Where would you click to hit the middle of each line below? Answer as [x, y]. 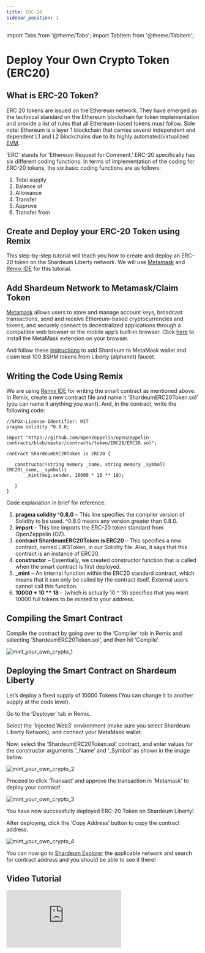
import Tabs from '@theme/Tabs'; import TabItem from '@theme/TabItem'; [100, 35]
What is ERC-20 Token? [53, 96]
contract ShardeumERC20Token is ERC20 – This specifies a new [98, 541]
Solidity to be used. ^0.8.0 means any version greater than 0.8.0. [96, 521]
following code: [26, 410]
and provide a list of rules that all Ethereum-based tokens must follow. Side [101, 123]
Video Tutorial [34, 879]
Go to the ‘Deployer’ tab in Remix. [49, 713]
